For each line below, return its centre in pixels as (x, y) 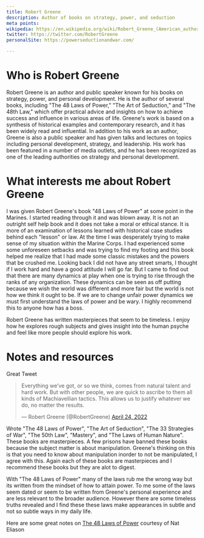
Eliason (15, 529)
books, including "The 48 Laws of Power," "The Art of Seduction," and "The (101, 105)
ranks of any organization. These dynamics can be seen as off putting (94, 282)
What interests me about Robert (89, 181)
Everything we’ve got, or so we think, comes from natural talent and (106, 386)
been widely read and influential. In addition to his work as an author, (92, 131)
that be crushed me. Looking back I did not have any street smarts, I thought (102, 262)
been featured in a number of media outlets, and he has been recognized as (101, 150)
